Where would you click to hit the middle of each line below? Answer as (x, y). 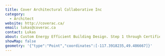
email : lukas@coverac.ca (30, 28)
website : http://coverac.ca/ (35, 23)
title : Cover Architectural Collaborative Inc (54, 9)
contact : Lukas (21, 32)
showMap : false (21, 41)
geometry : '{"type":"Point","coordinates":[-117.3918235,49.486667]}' (79, 46)
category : (15, 14)
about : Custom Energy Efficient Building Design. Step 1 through (73, 37)
